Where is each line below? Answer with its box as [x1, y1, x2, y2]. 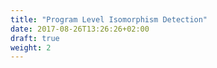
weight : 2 [10, 42, 52, 53]
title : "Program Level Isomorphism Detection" [10, 14, 208, 25]
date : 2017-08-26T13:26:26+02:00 [10, 24, 150, 34]
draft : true [10, 33, 60, 43]
